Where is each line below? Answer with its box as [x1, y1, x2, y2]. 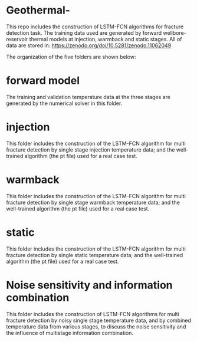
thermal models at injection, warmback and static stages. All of [29, 35, 182, 42]
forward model [6, 74, 80, 87]
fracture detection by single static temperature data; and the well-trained [6, 251, 183, 258]
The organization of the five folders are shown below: [6, 53, 136, 60]
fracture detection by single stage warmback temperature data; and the [6, 199, 180, 206]
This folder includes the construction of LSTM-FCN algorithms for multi [6, 310, 180, 317]
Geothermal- [6, 4, 71, 17]
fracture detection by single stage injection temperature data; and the [6, 146, 175, 153]
